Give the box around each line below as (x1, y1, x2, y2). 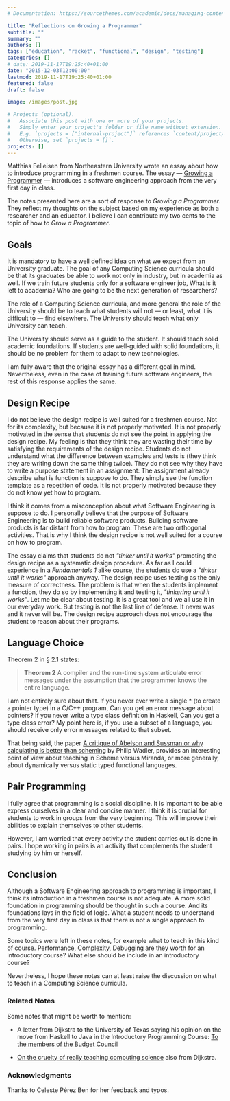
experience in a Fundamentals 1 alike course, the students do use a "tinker (7, 566, 218, 574)
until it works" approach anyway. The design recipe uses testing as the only (7, 574, 221, 581)
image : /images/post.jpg (7, 99, 78, 106)
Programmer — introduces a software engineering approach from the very (7, 177, 217, 185)
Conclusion (7, 869, 57, 881)
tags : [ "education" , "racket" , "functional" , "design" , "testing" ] (7, 48, 204, 55)
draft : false (7, 87, 44, 93)
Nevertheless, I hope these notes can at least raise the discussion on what (7, 972, 217, 980)
